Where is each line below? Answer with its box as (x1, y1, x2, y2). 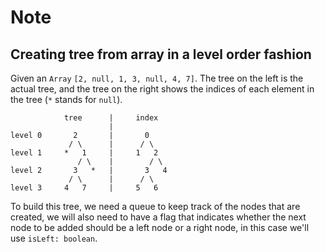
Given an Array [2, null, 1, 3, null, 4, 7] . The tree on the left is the (10, 72, 304, 84)
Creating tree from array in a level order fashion (10, 46, 312, 63)
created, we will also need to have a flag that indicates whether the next (10, 211, 307, 223)
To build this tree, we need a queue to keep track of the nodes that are (10, 201, 301, 212)
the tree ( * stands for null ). (10, 94, 123, 105)
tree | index (63, 113, 159, 123)
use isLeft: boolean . (10, 232, 98, 244)
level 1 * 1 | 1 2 (10, 148, 159, 158)
